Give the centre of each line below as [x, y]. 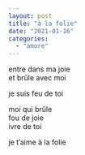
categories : [28, 39]
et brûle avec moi [37, 78]
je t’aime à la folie [37, 142]
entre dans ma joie [39, 69]
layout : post [30, 16]
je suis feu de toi [36, 93]
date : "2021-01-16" [41, 31]
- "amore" [32, 46]
